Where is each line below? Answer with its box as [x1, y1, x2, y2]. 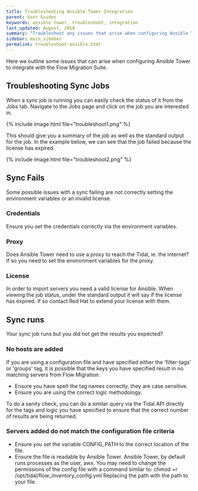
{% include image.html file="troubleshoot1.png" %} [6, 120, 131, 127]
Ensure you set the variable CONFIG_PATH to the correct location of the [14, 440, 189, 447]
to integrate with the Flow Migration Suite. [6, 64, 108, 71]
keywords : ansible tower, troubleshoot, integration [6, 19, 138, 25]
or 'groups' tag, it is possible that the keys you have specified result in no [6, 364, 184, 371]
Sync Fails [6, 173, 45, 183]
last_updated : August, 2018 [6, 25, 75, 31]
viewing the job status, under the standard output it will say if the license [6, 291, 182, 298]
